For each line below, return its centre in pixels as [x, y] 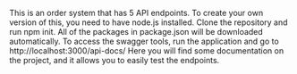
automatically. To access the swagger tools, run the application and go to [144, 41]
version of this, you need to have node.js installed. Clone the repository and [148, 22]
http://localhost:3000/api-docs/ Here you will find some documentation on [147, 51]
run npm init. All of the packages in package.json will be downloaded [136, 32]
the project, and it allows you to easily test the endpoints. [115, 60]
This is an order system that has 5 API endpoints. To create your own [136, 13]
